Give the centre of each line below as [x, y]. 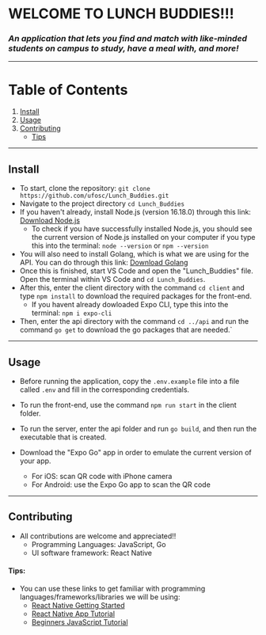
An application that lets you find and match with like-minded [128, 39]
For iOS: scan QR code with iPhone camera [102, 477]
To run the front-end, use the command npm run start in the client [128, 405]
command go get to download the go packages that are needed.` [126, 330]
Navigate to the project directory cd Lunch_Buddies [102, 203]
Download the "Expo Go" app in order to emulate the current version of [135, 453]
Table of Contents [68, 90]
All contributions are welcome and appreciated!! [98, 536]
